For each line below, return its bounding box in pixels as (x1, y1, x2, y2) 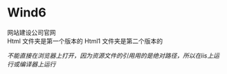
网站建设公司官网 (7, 28, 56, 36)
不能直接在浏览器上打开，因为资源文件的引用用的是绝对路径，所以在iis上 (7, 51, 214, 60)
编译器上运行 (19, 60, 56, 68)
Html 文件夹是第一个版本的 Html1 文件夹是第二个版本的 (7, 36, 163, 45)
